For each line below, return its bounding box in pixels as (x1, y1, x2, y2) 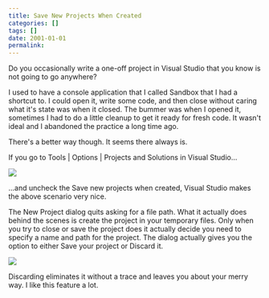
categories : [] (8, 19, 59, 27)
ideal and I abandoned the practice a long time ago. (8, 122, 179, 131)
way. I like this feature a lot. (8, 280, 99, 290)
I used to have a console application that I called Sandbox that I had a (8, 87, 238, 97)
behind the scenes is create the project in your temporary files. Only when (8, 215, 255, 225)
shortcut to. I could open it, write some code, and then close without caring (8, 96, 257, 106)
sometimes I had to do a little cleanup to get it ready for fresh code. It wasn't (8, 113, 262, 123)
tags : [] (8, 26, 38, 34)
